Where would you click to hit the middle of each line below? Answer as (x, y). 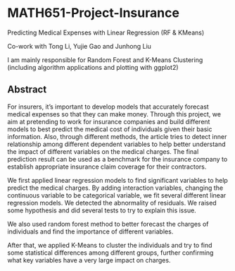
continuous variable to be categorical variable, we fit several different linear (117, 195)
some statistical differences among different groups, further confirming (110, 253)
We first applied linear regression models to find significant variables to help (118, 180)
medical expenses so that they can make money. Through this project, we (114, 114)
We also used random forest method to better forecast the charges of (108, 224)
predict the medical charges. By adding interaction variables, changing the (115, 188)
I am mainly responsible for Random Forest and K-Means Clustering (105, 60)
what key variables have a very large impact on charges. (89, 260)
